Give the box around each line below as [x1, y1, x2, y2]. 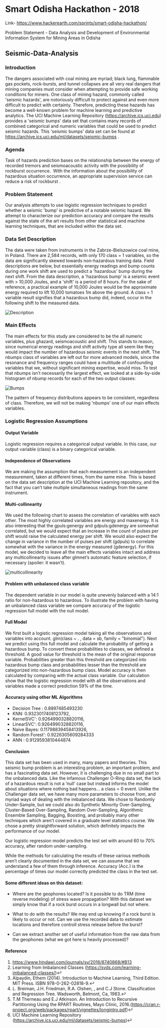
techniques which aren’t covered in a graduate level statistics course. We [5, 818, 155, 824]
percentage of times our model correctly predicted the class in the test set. [5, 868, 159, 874]
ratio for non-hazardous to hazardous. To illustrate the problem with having [5, 597, 159, 603]
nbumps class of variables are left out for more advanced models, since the [5, 354, 160, 360]
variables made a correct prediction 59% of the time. [5, 683, 113, 689]
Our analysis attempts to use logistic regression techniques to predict [5, 202, 147, 208]
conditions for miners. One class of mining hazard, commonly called [5, 91, 145, 97]
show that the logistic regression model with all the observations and [5, 678, 146, 684]
